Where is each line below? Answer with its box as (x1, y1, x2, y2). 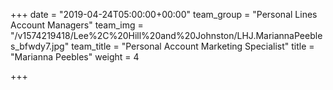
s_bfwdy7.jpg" (10, 40, 70, 52)
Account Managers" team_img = (10, 19, 144, 31)
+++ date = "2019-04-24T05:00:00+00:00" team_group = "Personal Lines (10, 9, 318, 20)
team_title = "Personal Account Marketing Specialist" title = (71, 40, 315, 52)
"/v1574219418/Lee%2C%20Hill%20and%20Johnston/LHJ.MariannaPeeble (10, 30, 323, 41)
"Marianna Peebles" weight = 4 (10, 51, 140, 63)
